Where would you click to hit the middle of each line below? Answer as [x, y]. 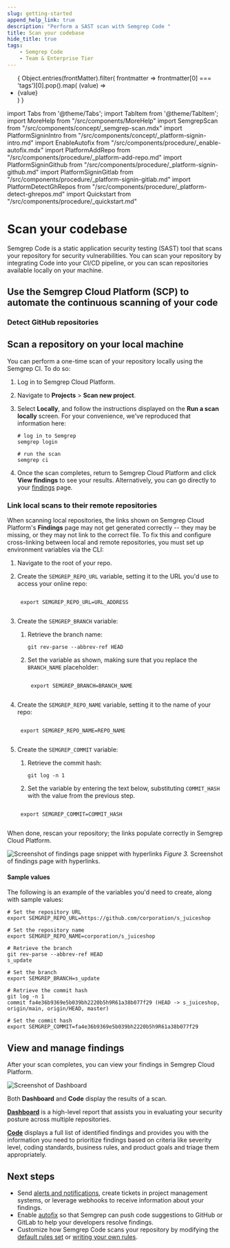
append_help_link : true [41, 20]
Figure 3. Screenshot [193, 854]
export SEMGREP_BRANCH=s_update [53, 979]
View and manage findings [66, 1048]
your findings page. [45, 487]
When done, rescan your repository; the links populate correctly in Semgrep [115, 833]
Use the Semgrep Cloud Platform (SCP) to [98, 292]
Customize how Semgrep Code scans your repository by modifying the [118, 1229]
